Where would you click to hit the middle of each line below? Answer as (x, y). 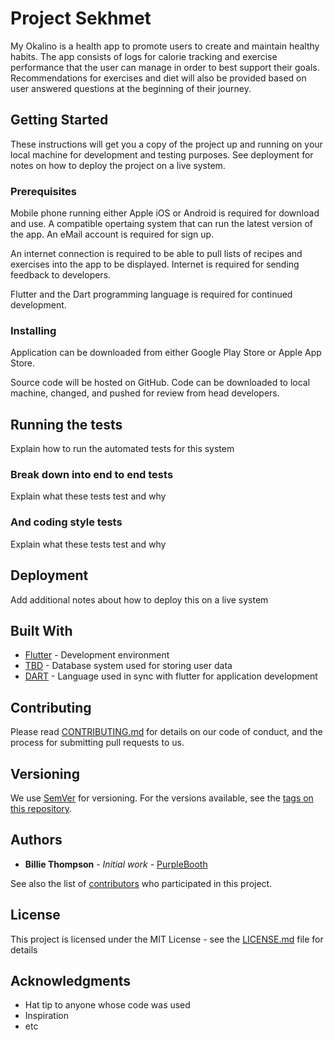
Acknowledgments (71, 981)
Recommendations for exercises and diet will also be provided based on (158, 78)
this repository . (41, 808)
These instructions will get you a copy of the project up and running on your (166, 144)
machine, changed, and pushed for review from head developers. (145, 393)
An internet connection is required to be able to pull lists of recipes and (156, 254)
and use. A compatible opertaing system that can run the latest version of (161, 224)
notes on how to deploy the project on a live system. (118, 165)
